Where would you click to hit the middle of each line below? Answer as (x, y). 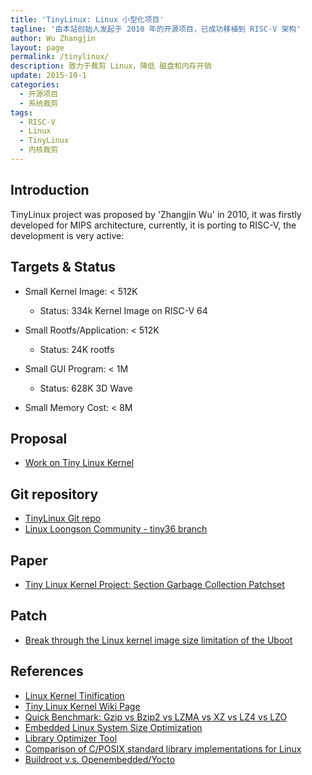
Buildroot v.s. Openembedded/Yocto (100, 759)
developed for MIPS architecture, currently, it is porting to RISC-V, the (153, 225)
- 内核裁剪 (39, 150)
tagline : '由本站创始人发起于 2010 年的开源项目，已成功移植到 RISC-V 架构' (156, 29)
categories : (35, 85)
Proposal (39, 438)
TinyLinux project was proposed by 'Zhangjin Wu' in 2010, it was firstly (156, 214)
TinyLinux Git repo (63, 518)
